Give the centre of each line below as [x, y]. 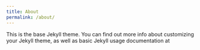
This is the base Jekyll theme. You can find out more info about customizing [100, 34]
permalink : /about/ [31, 17]
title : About [23, 12]
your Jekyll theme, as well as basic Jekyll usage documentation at [88, 40]
